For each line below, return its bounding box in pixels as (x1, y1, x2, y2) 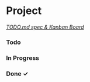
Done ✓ (6, 69, 29, 77)
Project (6, 4, 42, 18)
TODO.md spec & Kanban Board (6, 23, 84, 30)
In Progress (6, 54, 40, 62)
